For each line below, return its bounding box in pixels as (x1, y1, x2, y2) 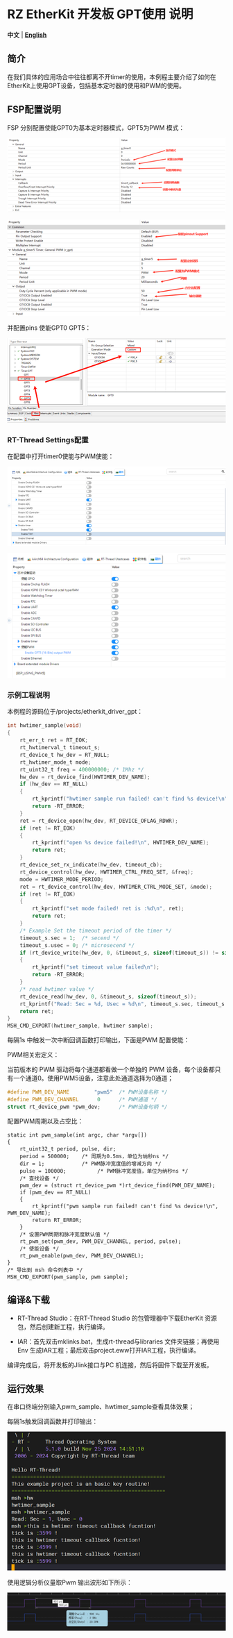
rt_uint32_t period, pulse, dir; (19, 1145, 116, 1153)
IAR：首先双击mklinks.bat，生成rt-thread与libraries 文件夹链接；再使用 (17, 1337, 220, 1346)
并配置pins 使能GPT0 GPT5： (7, 324, 92, 332)
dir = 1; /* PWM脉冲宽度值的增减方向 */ (19, 1160, 162, 1167)
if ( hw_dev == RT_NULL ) (19, 780, 89, 788)
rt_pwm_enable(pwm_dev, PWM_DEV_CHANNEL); (19, 1252, 144, 1259)
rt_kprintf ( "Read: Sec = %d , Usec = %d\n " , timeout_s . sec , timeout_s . (19, 1001, 228, 1008)
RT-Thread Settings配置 (7, 435, 89, 444)
